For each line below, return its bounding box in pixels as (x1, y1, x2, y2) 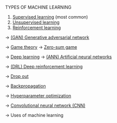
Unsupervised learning (12, 20, 60, 25)
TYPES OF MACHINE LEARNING (5, 5, 71, 10)
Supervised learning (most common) (12, 14, 88, 20)
